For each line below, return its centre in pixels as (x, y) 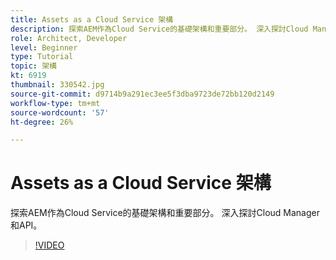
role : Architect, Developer (69, 38)
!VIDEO (49, 245)
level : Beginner (44, 47)
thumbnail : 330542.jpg (57, 85)
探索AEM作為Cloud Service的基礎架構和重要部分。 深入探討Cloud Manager (165, 213)
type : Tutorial (42, 57)
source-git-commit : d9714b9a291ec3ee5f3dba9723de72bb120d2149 (142, 94)
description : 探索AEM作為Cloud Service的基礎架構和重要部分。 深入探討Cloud (159, 29)
